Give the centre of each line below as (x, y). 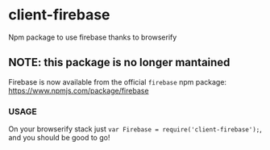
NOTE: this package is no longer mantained (119, 62)
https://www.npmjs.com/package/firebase (79, 90)
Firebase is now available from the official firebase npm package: (118, 81)
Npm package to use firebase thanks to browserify (93, 37)
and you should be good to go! (59, 138)
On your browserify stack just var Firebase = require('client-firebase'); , (135, 129)
